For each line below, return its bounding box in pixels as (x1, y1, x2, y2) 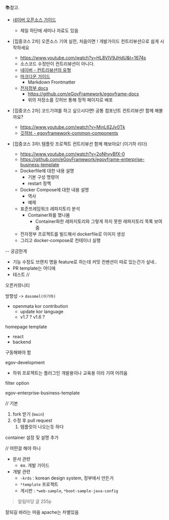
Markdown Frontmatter (27, 79, 76, 85)
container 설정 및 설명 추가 (5, 434, 59, 441)
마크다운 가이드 (20, 73, 51, 79)
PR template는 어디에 (12, 265, 56, 271)
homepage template (5, 324, 47, 330)
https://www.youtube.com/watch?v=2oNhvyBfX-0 (20, 151, 125, 157)
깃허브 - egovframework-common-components (20, 130, 118, 136)
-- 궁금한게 (5, 248, 27, 254)
